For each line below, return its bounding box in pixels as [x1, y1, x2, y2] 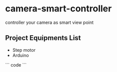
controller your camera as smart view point [5, 19, 94, 25]
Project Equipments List [5, 34, 81, 42]
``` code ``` [5, 62, 27, 68]
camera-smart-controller [5, 3, 112, 14]
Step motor [12, 47, 36, 53]
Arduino [12, 52, 29, 58]
